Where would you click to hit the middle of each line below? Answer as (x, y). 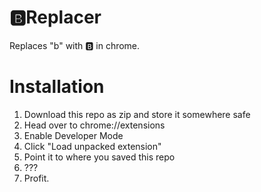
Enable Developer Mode (73, 135)
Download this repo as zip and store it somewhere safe (137, 114)
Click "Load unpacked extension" (92, 146)
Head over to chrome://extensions (94, 125)
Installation (57, 87)
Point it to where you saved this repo (99, 157)
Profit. (36, 178)
